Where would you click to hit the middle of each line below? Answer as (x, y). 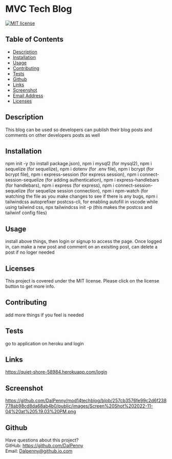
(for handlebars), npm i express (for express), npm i (60, 185)
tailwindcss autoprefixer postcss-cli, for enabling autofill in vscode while (82, 202)
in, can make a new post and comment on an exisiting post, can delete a (81, 247)
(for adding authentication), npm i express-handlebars (102, 180)
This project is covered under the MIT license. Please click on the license (82, 281)
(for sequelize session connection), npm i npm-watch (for (87, 191)
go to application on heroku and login (45, 343)
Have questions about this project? (42, 440)
